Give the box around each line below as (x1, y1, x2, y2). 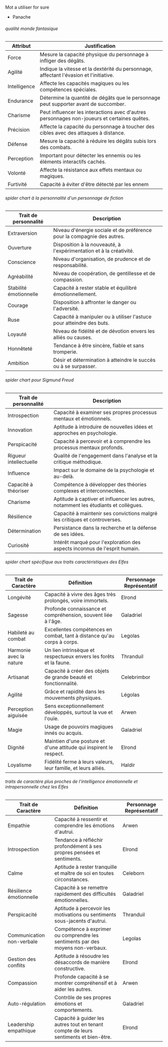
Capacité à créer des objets (44, 667, 109, 674)
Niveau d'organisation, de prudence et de (53, 255, 151, 263)
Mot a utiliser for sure (5, 5, 49, 10)
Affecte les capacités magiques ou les (39, 80, 129, 87)
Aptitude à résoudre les (54, 953, 109, 960)
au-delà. (53, 473, 74, 480)
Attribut (11, 43, 31, 50)
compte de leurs (54, 1027, 93, 1034)
